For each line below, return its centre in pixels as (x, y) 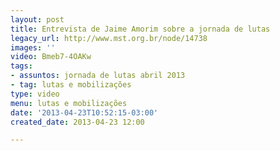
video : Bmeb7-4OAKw (51, 57)
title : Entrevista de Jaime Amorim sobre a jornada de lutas (140, 29)
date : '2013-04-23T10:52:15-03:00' (84, 112)
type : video (35, 94)
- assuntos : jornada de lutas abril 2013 (98, 76)
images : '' (33, 47)
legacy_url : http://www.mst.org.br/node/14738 (109, 38)
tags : (21, 66)
